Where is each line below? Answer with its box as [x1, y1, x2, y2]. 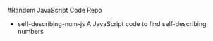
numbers [17, 28, 44, 35]
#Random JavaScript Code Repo [7, 6, 102, 14]
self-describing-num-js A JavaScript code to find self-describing [17, 20, 207, 28]
